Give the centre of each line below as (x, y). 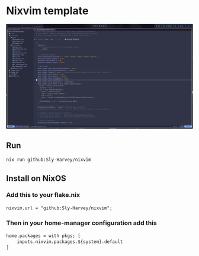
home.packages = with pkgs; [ (44, 236)
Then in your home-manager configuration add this (81, 223)
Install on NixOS (36, 178)
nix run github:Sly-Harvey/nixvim (49, 160)
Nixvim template (47, 11)
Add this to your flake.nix (43, 195)
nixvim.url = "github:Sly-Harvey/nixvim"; (59, 208)
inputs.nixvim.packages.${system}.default (70, 242)
